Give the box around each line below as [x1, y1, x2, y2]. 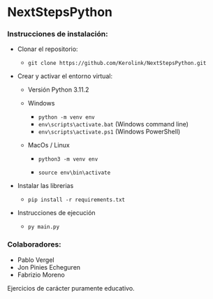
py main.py [27, 224, 60, 231]
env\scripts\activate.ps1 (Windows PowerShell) [38, 127, 181, 136]
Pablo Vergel [17, 256, 54, 264]
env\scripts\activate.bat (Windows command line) [38, 120, 189, 129]
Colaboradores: [7, 240, 61, 249]
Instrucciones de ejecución [17, 209, 96, 217]
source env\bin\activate [38, 169, 111, 177]
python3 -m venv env [38, 156, 98, 163]
